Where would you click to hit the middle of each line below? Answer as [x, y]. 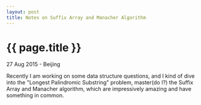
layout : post [23, 12]
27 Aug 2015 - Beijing [33, 64]
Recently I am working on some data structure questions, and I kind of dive [100, 76]
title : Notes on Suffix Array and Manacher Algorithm [76, 18]
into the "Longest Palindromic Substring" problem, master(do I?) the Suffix [100, 83]
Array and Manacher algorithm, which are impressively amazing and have [99, 89]
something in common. [35, 95]
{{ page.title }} [44, 48]
